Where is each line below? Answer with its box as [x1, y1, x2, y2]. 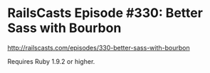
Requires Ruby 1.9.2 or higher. [7, 57, 95, 65]
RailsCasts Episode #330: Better [7, 5, 203, 21]
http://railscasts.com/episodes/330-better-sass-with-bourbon [7, 43, 190, 52]
